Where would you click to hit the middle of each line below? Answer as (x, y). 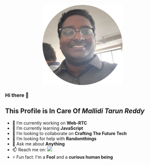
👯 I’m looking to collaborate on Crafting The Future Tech (69, 133)
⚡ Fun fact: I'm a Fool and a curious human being (62, 157)
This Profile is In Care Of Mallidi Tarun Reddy (75, 111)
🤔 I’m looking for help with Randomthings (54, 138)
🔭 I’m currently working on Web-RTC (50, 123)
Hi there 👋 (17, 95)
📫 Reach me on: (29, 149)
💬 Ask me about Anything (38, 144)
